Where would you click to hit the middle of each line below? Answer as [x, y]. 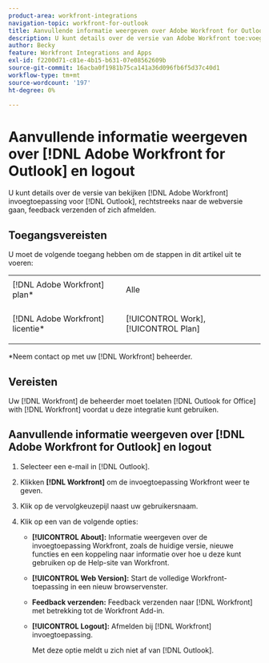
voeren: [21, 263]
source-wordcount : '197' [50, 82]
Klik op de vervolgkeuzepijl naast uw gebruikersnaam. [109, 506]
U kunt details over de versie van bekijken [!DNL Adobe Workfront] [118, 193]
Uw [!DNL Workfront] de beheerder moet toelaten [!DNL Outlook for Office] [132, 400]
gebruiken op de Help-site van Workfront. [100, 562]
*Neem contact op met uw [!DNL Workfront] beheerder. [100, 356]
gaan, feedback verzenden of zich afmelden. [82, 210]
